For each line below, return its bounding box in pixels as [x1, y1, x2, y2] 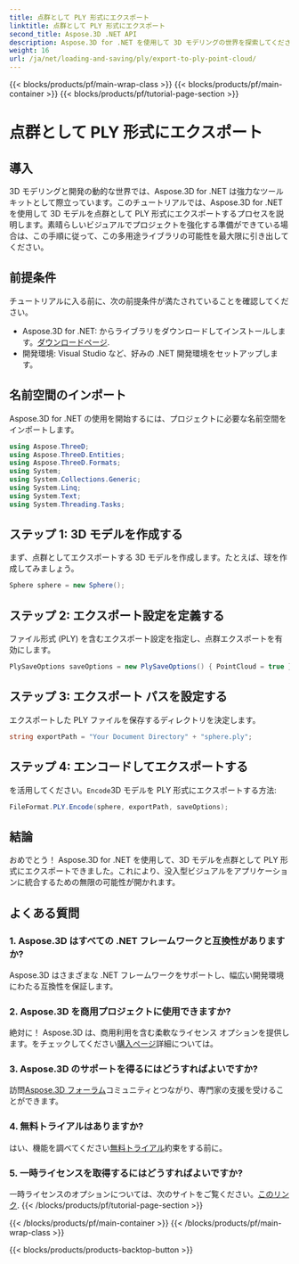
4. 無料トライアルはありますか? [9, 1120, 144, 1133]
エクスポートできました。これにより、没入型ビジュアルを [24, 866, 234, 876]
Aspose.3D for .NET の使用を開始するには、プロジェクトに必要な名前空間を [9, 413, 287, 423]
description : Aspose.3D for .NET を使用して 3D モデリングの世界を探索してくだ [9, 37, 285, 47]
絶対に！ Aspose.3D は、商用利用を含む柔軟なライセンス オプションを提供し [9, 1027, 290, 1038]
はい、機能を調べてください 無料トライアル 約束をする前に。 [9, 1142, 227, 1153]
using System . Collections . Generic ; [9, 475, 141, 484]
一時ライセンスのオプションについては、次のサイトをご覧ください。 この [9, 1189, 274, 1200]
